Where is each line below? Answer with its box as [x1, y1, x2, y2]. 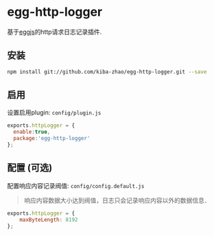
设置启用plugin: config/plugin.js [7, 108, 102, 117]
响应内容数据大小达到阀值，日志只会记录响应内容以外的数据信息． [23, 196, 211, 204]
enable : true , [13, 128, 51, 136]
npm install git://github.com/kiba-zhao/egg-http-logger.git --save [7, 68, 207, 75]
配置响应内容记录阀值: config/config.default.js [7, 181, 145, 189]
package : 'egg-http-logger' [13, 135, 91, 142]
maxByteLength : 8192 [19, 216, 78, 223]
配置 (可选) [7, 162, 53, 174]
